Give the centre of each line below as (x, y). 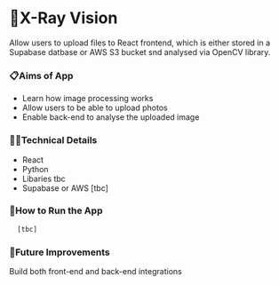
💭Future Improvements (60, 252)
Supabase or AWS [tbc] (65, 188)
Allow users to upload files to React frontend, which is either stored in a (140, 43)
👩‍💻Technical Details (53, 140)
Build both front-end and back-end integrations (96, 271)
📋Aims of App (41, 75)
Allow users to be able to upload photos (95, 108)
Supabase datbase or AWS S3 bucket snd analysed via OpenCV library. (140, 51)
